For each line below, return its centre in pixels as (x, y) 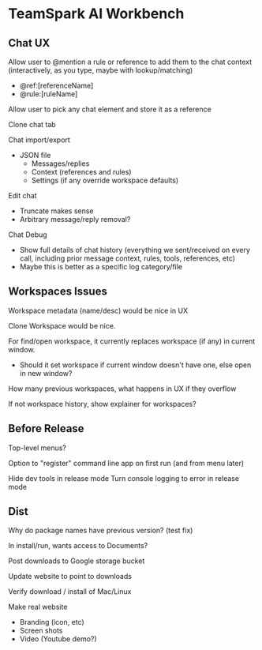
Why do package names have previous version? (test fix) (101, 531)
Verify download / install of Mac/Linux (70, 592)
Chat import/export (39, 140)
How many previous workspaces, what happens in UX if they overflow (122, 389)
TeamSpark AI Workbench (96, 14)
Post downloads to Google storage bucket (77, 561)
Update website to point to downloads (70, 577)
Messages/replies (60, 163)
